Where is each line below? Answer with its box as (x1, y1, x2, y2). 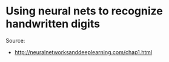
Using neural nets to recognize (5, 4, 163, 18)
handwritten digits (5, 17, 101, 31)
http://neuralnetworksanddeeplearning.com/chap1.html (14, 48, 153, 55)
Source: (5, 37, 25, 44)
